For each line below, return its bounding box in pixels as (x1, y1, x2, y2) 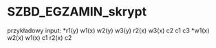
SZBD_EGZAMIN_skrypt (7, 4, 147, 20)
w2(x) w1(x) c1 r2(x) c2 (7, 33, 72, 41)
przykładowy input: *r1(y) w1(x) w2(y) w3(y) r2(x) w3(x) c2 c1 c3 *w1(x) (7, 26, 210, 34)
